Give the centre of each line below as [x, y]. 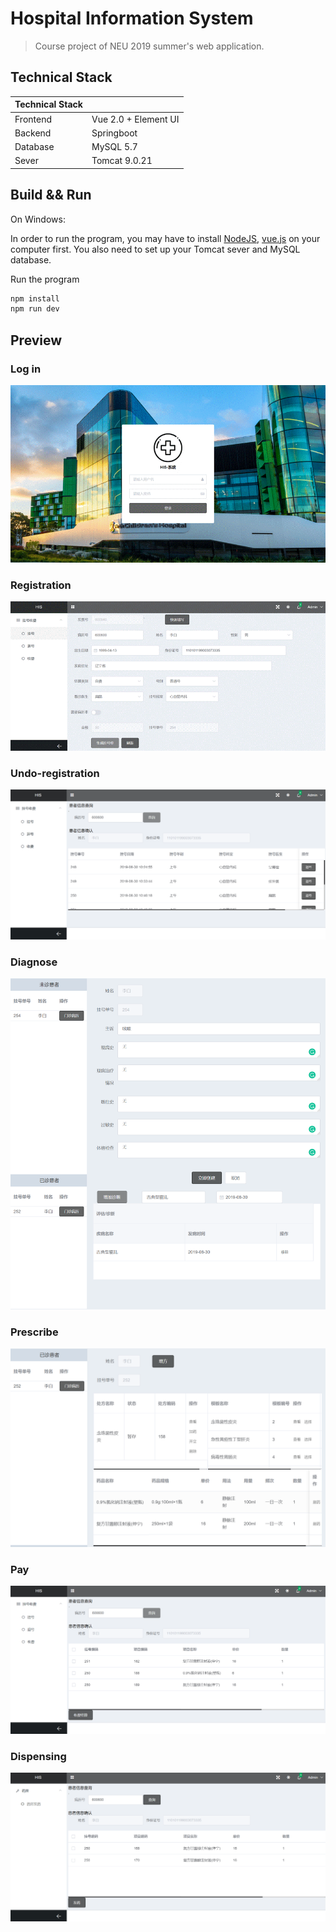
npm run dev [35, 309]
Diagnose [34, 962]
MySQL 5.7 [114, 146]
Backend [33, 133]
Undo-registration [55, 773]
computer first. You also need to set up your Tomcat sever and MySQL [155, 249]
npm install [35, 298]
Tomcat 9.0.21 [122, 161]
